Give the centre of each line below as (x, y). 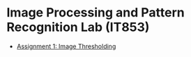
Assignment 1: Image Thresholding (66, 46)
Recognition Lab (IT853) (78, 27)
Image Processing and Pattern (96, 13)
